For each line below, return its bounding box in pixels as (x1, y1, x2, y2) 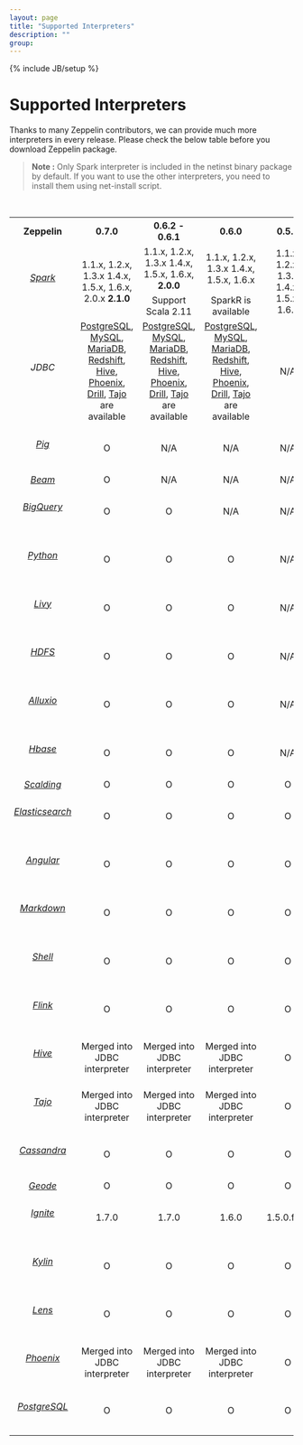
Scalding (23, 778, 61, 790)
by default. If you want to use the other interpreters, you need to (31, 171, 271, 182)
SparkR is (210, 294, 252, 307)
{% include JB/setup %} (9, 63, 99, 74)
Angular (25, 853, 60, 866)
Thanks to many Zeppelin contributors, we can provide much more (9, 125, 257, 135)
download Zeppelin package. (9, 144, 117, 154)
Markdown (19, 902, 66, 915)
